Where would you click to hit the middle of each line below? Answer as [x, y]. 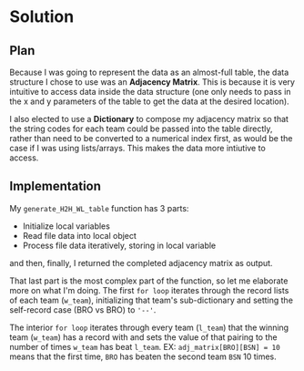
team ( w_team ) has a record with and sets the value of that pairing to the [143, 337]
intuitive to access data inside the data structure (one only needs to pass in [150, 92]
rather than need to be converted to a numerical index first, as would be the [151, 138]
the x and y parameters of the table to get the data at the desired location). [149, 101]
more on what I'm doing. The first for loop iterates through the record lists [149, 290]
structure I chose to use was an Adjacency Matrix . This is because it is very [152, 82]
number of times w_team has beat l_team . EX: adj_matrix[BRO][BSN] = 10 [145, 346]
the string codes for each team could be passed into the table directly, [141, 129]
